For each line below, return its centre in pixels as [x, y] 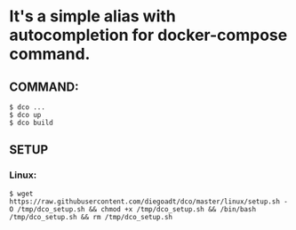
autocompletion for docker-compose [148, 35]
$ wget [21, 194]
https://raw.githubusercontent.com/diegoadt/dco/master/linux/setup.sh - [149, 202]
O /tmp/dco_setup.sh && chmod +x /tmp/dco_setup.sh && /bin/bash [132, 209]
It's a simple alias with [92, 16]
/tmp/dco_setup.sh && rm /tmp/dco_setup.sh [91, 217]
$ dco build [31, 123]
